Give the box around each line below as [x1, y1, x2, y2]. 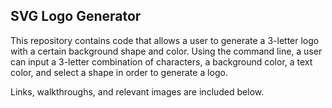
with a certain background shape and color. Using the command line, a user [10, 45, 323, 57]
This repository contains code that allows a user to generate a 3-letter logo [10, 34, 320, 46]
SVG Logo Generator [10, 8, 142, 25]
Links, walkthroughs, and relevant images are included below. [10, 85, 265, 98]
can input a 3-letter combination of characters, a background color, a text [10, 55, 313, 68]
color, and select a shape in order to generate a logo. [10, 66, 229, 78]
